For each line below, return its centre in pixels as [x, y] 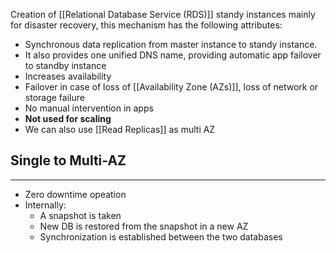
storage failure [54, 97]
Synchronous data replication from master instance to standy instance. [171, 44]
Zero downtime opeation [75, 194]
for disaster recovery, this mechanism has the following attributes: [146, 25]
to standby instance [65, 65]
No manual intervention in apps [89, 108]
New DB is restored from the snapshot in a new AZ [144, 226]
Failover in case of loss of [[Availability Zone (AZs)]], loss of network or [171, 87]
